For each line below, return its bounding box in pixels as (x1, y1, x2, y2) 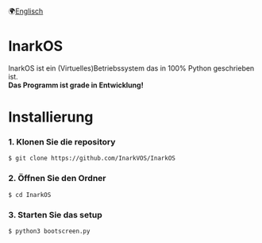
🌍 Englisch (8, 6, 44, 16)
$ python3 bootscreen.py (8, 227, 91, 236)
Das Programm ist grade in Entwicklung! (8, 80, 144, 90)
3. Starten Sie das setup (8, 209, 102, 220)
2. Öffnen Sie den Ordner (8, 173, 106, 184)
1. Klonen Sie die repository (8, 137, 116, 148)
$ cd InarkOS (8, 191, 52, 199)
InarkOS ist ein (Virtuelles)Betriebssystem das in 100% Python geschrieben (8, 63, 255, 73)
